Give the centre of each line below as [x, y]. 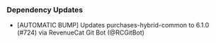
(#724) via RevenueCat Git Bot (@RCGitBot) [80, 32]
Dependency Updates [45, 10]
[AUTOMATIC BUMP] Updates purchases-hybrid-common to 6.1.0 [113, 25]
